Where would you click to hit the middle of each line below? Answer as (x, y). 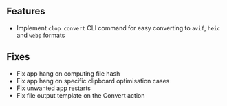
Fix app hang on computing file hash (68, 73)
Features (26, 11)
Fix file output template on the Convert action (80, 95)
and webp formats (41, 35)
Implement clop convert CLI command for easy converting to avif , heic (118, 28)
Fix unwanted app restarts (53, 88)
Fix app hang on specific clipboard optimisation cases (93, 81)
